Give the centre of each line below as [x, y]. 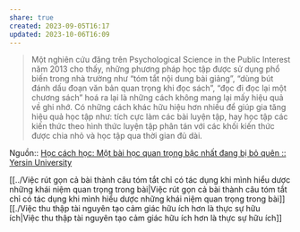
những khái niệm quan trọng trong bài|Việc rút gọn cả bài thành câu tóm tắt [149, 190]
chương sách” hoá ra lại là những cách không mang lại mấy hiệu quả [157, 98]
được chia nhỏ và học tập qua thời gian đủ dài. [117, 136]
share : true [31, 17]
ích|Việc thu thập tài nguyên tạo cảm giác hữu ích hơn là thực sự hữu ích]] [146, 218]
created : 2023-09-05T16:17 [60, 26]
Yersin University [41, 163]
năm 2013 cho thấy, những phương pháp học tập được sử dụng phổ [155, 69]
